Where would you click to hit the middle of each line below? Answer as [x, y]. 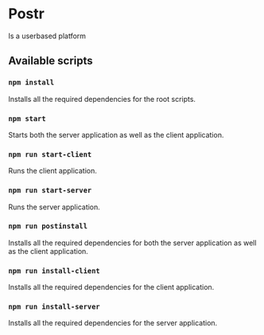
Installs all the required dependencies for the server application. [113, 323]
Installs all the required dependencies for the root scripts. [102, 99]
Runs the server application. [54, 207]
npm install [31, 83]
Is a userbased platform [47, 36]
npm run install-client [54, 271]
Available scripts [50, 61]
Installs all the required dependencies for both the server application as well [132, 243]
